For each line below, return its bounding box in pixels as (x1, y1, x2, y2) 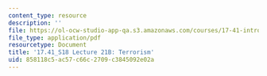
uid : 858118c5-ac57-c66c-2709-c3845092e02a (8, 56, 155, 64)
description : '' (8, 19, 62, 27)
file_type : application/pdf (8, 33, 102, 42)
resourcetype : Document (8, 41, 87, 49)
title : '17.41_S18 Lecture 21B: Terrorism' (8, 48, 155, 56)
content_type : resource (8, 11, 87, 20)
